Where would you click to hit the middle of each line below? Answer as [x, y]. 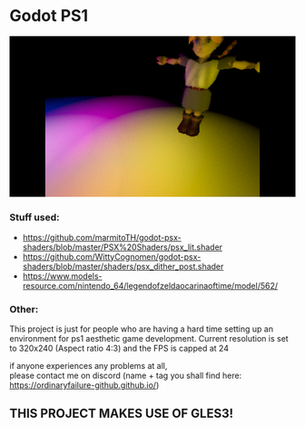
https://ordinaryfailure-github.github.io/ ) [84, 385]
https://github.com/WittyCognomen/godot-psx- [112, 256]
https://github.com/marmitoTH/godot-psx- [102, 237]
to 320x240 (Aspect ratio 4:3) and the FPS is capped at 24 [119, 348]
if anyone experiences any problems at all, [89, 366]
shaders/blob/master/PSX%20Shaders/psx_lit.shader [123, 247]
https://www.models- [62, 276]
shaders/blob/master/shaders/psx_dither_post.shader [123, 266]
